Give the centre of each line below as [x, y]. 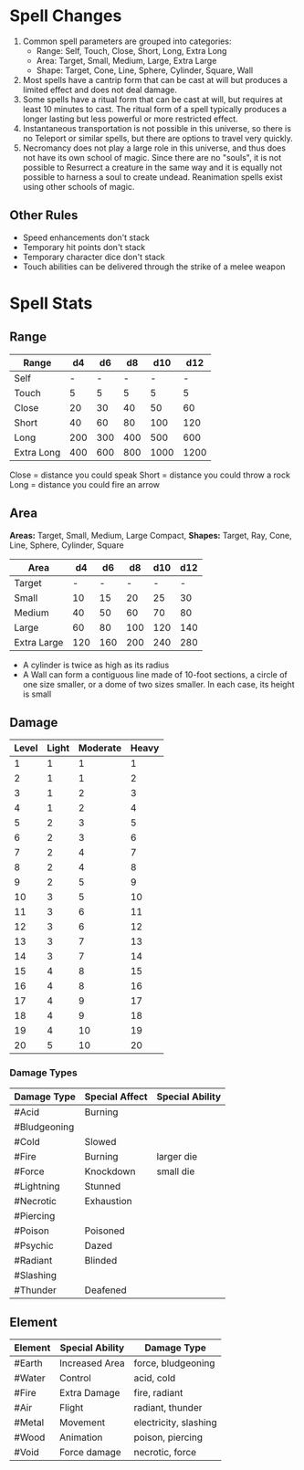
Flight [71, 1408]
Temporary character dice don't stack [94, 257]
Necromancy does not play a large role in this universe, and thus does [154, 148]
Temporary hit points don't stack [84, 247]
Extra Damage [89, 1393]
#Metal [29, 1423]
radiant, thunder [168, 1408]
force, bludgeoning [174, 1363]
